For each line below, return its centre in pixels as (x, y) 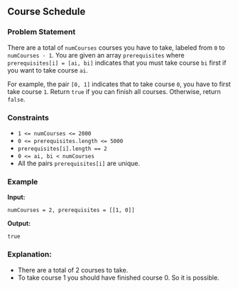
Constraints (28, 117)
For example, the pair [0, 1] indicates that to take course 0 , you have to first (119, 84)
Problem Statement (42, 32)
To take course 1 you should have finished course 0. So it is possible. (118, 278)
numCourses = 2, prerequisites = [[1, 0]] (71, 210)
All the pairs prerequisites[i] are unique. (79, 163)
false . (16, 99)
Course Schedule (47, 12)
